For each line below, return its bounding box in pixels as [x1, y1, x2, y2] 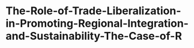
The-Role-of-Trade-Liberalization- [5, 4, 181, 18]
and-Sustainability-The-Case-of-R [5, 30, 183, 43]
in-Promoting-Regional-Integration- [5, 17, 189, 30]
